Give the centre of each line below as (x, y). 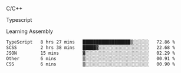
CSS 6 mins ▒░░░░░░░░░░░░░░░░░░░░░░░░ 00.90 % (91, 64)
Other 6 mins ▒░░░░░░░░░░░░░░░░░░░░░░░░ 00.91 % (91, 58)
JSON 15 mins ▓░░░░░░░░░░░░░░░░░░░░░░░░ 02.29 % (91, 53)
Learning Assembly (29, 31)
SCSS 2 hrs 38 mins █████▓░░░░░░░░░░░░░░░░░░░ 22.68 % (91, 47)
